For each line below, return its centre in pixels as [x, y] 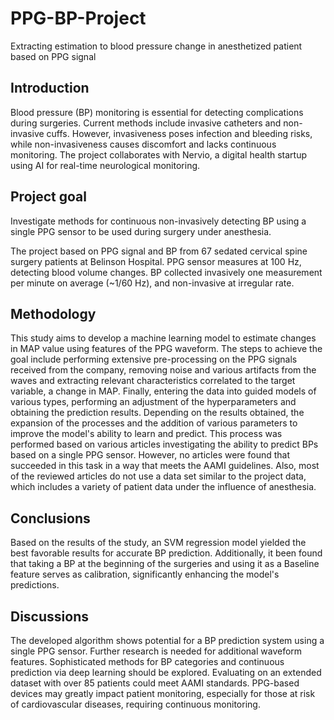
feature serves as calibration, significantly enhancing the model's [145, 574]
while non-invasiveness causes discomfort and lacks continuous [143, 144]
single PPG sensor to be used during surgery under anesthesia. [141, 231]
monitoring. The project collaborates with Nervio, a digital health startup [159, 154]
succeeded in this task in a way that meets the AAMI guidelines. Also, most [165, 466]
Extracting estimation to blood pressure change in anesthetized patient [156, 46]
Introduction [50, 88]
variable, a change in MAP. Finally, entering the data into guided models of [163, 391]
